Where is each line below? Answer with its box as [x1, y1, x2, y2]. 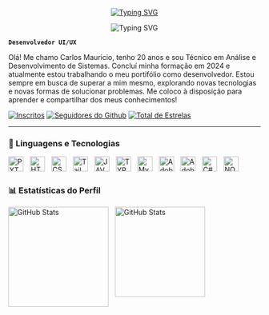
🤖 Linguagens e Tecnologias [8, 138, 120, 149]
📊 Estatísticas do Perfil [8, 185, 102, 196]
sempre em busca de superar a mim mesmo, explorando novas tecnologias [8, 78, 257, 87]
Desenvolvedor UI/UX [8, 38, 78, 46]
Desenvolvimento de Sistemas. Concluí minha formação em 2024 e [8, 61, 231, 70]
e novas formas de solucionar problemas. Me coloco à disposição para [8, 86, 243, 96]
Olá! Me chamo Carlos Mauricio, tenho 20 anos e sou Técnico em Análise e [8, 53, 256, 62]
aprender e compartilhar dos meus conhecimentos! [8, 95, 178, 104]
